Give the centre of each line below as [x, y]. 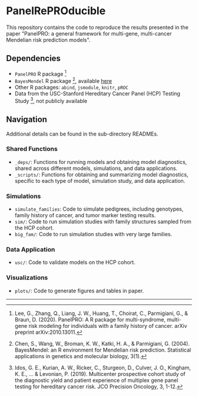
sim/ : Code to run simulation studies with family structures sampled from [103, 222]
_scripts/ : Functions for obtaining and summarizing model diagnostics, [101, 174]
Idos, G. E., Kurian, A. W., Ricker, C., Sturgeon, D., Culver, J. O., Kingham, [103, 368]
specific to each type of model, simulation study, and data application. [100, 181]
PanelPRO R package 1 [40, 73]
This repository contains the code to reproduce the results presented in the [97, 27]
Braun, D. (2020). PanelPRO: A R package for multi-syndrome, [90, 319]
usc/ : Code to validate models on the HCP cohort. [75, 262]
